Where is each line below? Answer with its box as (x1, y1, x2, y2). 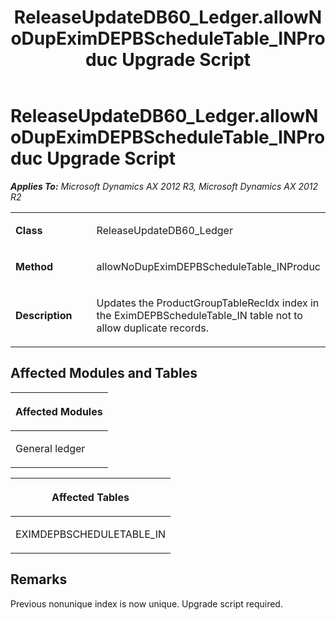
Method (15, 259, 54, 273)
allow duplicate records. (96, 321, 209, 335)
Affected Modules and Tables (10, 365, 198, 382)
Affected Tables (51, 490, 130, 504)
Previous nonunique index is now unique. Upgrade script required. (10, 597, 283, 610)
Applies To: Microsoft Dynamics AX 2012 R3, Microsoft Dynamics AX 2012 (10, 180, 319, 192)
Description (15, 308, 73, 322)
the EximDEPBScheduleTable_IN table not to (96, 308, 303, 322)
